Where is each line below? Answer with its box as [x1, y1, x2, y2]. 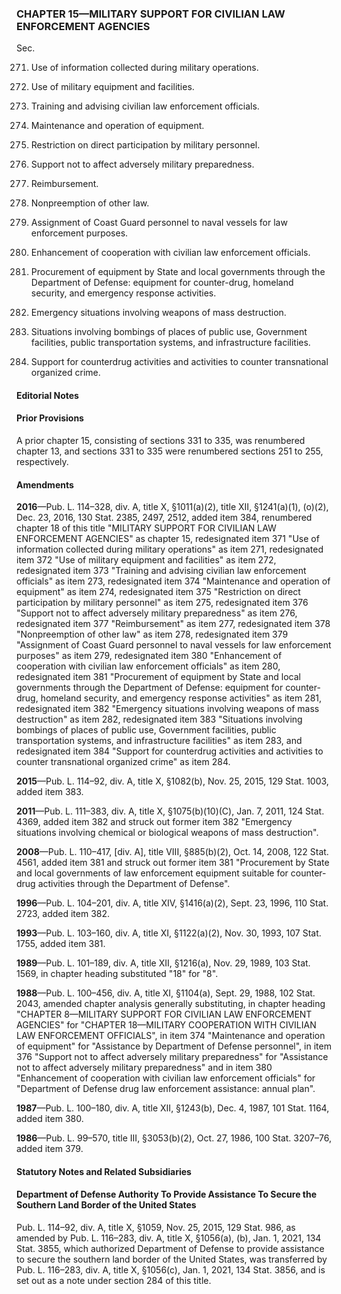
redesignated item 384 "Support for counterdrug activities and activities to [16, 745, 324, 757]
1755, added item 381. [16, 938, 106, 950]
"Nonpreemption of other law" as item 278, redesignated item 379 [16, 628, 289, 641]
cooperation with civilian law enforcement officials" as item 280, [16, 660, 281, 672]
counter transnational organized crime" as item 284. [16, 756, 231, 768]
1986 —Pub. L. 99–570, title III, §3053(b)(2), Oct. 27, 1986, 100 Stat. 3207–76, [16, 1132, 332, 1144]
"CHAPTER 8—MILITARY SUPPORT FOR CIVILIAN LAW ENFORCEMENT [16, 1008, 313, 1021]
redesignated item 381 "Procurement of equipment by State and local [16, 671, 301, 683]
